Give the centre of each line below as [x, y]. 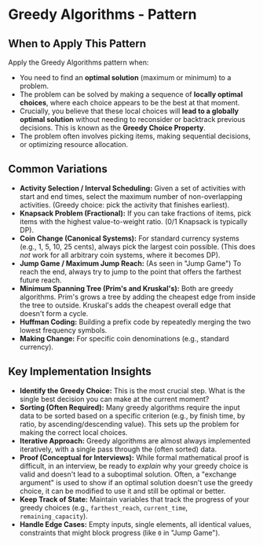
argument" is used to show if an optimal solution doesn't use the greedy [136, 482]
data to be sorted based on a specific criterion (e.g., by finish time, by [132, 415]
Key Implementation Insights [80, 372]
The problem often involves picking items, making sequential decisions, [135, 136]
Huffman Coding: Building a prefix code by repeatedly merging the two [135, 322]
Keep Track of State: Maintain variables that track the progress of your [134, 499]
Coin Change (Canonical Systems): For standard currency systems [129, 238]
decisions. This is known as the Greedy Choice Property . [113, 128]
